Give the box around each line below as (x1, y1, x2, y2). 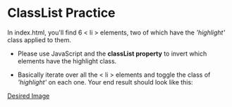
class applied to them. (7, 35, 72, 44)
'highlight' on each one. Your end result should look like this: (17, 77, 193, 86)
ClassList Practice (7, 5, 116, 21)
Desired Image (7, 92, 50, 100)
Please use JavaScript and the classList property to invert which (17, 49, 207, 58)
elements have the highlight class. (17, 56, 117, 65)
